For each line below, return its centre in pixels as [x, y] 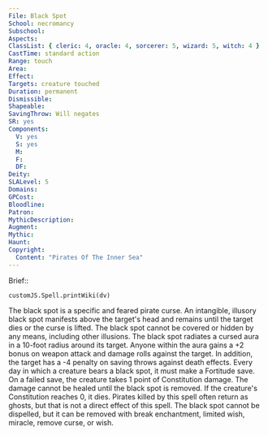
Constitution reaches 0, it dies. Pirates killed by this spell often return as [128, 396]
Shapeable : [27, 106]
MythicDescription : [41, 220]
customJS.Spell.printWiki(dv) [60, 295]
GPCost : [22, 197]
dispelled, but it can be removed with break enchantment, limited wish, [127, 414]
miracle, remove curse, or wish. [61, 422]
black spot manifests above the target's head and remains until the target [131, 319]
